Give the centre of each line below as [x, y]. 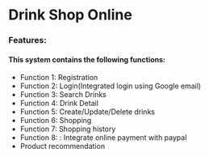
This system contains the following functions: [87, 59]
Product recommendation [63, 146]
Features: [27, 40]
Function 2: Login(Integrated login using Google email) [111, 86]
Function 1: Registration [59, 78]
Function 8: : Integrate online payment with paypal [103, 138]
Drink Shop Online [71, 15]
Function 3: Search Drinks [63, 95]
